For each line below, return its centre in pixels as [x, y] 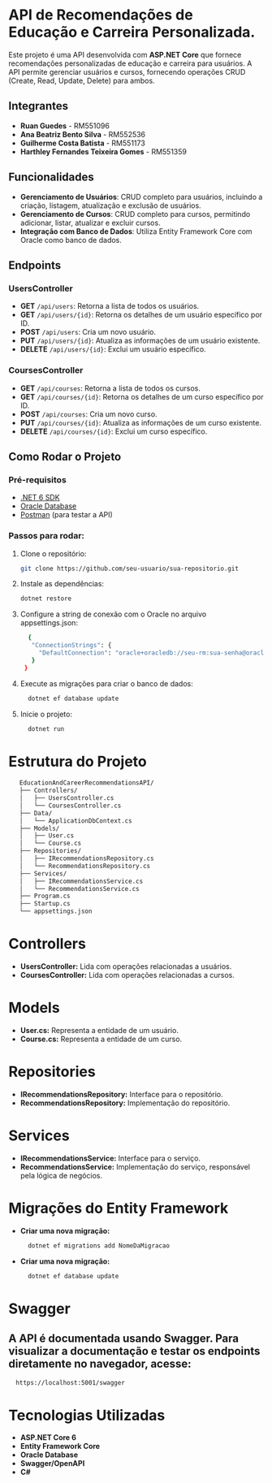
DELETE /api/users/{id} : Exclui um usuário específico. [113, 349]
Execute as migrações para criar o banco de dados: [106, 683]
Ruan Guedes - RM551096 [65, 125]
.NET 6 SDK [40, 498]
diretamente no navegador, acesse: [100, 1364]
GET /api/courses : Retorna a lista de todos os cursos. [110, 388]
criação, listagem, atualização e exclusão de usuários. [110, 205]
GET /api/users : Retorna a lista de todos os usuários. [110, 306]
